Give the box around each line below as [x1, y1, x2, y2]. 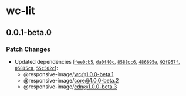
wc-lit [6, 4, 35, 18]
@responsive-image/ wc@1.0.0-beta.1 [23, 70, 114, 77]
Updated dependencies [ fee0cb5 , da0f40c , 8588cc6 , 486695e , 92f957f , [14, 58, 180, 65]
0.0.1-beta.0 [6, 28, 52, 37]
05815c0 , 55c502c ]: [14, 64, 59, 71]
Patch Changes [6, 45, 51, 53]
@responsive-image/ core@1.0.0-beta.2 [23, 77, 119, 84]
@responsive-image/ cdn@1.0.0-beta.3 [23, 83, 117, 90]
